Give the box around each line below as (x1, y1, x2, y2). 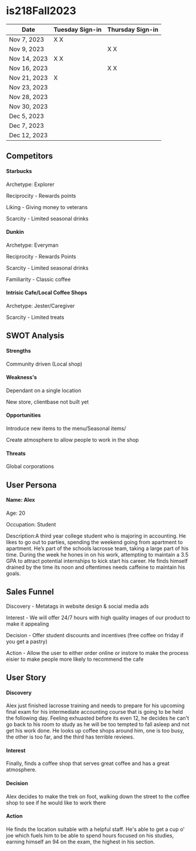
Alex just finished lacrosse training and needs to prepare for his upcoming (6, 702, 185, 709)
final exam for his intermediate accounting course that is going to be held (6, 708, 183, 716)
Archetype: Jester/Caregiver (6, 302, 75, 309)
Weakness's (6, 374, 37, 381)
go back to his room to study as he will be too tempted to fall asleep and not (6, 721, 190, 728)
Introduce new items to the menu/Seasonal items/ (6, 425, 126, 432)
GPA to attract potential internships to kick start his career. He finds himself (6, 557, 188, 564)
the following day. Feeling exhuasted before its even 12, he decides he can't (6, 714, 190, 722)
